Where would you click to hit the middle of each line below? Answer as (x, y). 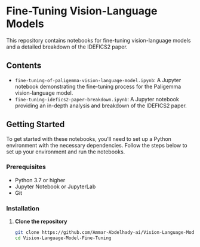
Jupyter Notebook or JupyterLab (55, 186)
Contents (24, 66)
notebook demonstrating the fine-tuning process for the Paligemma (98, 86)
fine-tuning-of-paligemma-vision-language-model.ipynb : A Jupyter (98, 80)
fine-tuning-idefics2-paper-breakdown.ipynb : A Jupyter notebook (97, 99)
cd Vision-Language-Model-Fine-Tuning (63, 238)
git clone (27, 233)
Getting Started (36, 124)
